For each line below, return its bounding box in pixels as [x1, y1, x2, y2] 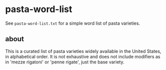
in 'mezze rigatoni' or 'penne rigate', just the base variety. [5, 59, 125, 65]
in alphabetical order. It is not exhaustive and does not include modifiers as [5, 53, 160, 59]
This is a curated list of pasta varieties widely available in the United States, [5, 48, 161, 54]
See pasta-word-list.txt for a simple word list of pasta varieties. [5, 20, 140, 26]
